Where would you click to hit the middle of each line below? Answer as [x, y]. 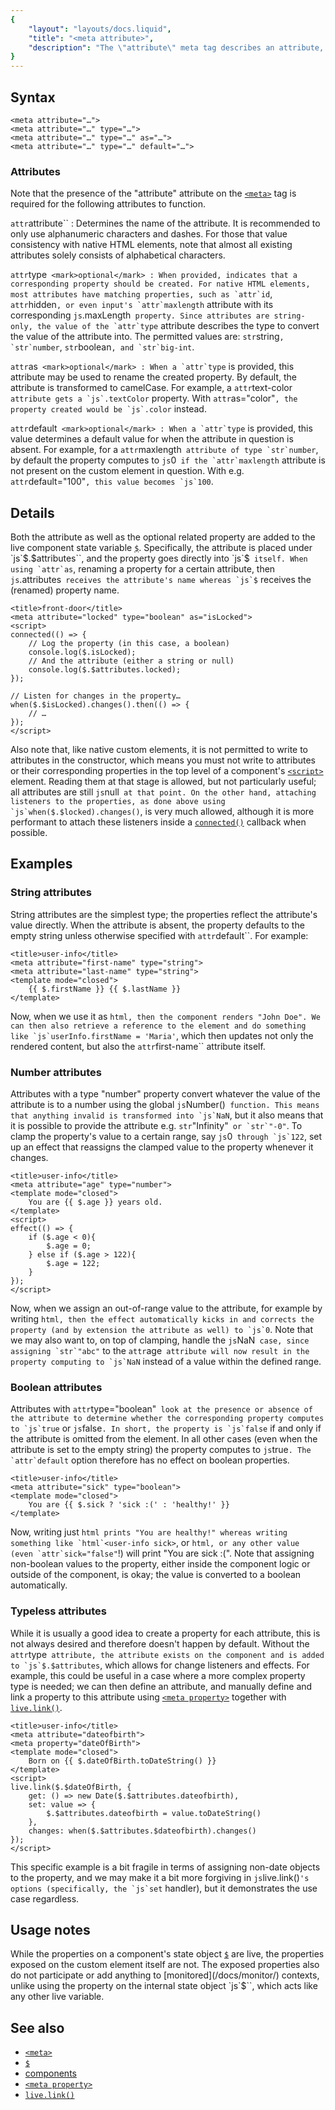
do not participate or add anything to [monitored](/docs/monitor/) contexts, [165, 1975]
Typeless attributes [58, 1611]
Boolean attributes [56, 1387]
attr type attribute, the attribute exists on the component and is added [167, 1654]
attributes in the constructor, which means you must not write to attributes [163, 760]
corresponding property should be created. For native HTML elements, [160, 284]
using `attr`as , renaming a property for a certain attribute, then [143, 569]
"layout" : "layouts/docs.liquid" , [100, 29]
